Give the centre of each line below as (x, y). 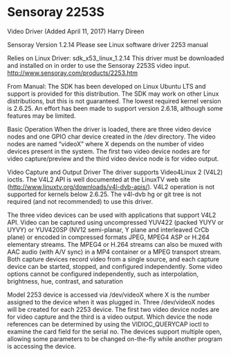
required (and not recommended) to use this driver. (80, 201)
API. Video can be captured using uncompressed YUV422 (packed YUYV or (115, 222)
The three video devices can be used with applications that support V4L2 (112, 215)
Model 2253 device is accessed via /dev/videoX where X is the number (109, 295)
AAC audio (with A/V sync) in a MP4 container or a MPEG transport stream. (114, 252)
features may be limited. (41, 116)
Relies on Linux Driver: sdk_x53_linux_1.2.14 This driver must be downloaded (116, 58)
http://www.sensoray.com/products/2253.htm (73, 73)
